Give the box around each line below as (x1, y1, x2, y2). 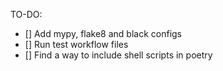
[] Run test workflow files (24, 39, 129, 50)
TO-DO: (10, 9, 43, 20)
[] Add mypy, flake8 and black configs (24, 28, 182, 39)
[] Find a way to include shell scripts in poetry (24, 49, 213, 61)
